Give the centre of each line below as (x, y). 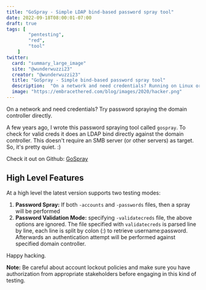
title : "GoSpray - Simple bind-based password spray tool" (89, 80)
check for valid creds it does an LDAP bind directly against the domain (95, 134)
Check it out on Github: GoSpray (47, 158)
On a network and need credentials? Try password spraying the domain (97, 109)
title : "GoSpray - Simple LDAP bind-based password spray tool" (90, 12)
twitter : (17, 58)
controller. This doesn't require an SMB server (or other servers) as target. (100, 140)
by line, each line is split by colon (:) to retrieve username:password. (101, 231)
